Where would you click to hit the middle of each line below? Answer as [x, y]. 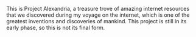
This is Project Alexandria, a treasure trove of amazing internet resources [98, 9]
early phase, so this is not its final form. [56, 27]
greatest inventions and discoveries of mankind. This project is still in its [96, 21]
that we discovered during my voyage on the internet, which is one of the [98, 15]
